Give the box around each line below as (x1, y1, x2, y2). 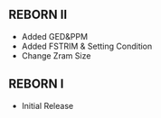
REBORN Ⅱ (8, 7, 68, 23)
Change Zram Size (21, 50, 91, 61)
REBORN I (8, 77, 64, 92)
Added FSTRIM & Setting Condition (21, 41, 153, 51)
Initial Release (21, 100, 74, 111)
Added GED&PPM (21, 31, 88, 41)
